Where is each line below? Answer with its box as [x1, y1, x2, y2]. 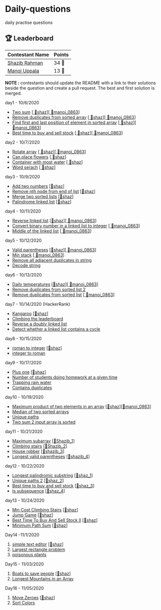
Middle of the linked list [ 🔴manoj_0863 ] [12, 228, 92, 234]
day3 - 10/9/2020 [5, 174, 40, 179]
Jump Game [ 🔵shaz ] [12, 512, 53, 518]
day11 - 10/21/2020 [5, 428, 43, 434]
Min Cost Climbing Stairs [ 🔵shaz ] [12, 507, 79, 512]
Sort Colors [12, 600, 35, 606]
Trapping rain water [12, 379, 52, 385]
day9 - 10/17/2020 [5, 359, 42, 365]
